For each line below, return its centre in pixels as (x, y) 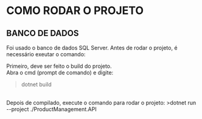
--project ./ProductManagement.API (51, 109)
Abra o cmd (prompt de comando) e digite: (60, 73)
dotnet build (36, 84)
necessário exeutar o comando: (46, 54)
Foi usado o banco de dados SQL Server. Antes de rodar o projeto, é (92, 48)
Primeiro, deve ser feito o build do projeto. (59, 66)
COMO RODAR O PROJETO (75, 11)
